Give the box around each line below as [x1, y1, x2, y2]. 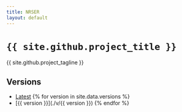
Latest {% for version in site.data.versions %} [15, 93, 131, 100]
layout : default [6, 15, 48, 21]
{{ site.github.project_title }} [6, 41, 177, 53]
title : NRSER [6, 9, 40, 15]
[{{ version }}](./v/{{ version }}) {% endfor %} [15, 99, 130, 107]
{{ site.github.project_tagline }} [6, 59, 84, 66]
